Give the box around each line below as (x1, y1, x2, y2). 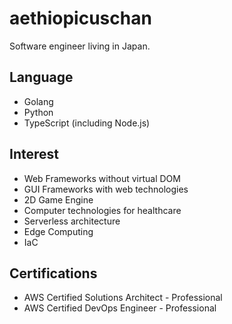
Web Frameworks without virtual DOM (23, 172, 181, 184)
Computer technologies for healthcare (23, 204, 182, 216)
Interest (9, 146, 59, 163)
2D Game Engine (23, 193, 94, 206)
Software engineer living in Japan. (9, 40, 151, 52)
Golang (23, 95, 54, 107)
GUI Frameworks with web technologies (23, 183, 189, 195)
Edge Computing (23, 225, 94, 237)
